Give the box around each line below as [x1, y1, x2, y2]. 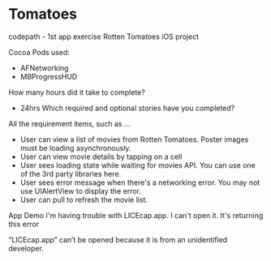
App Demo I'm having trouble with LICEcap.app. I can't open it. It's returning [8, 210, 264, 220]
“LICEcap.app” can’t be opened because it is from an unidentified [8, 234, 228, 244]
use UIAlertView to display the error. [19, 186, 142, 195]
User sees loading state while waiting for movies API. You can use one [19, 160, 256, 170]
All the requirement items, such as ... [8, 118, 131, 128]
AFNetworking [19, 62, 69, 73]
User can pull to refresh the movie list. [19, 195, 148, 204]
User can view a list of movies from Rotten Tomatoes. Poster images [19, 135, 249, 144]
